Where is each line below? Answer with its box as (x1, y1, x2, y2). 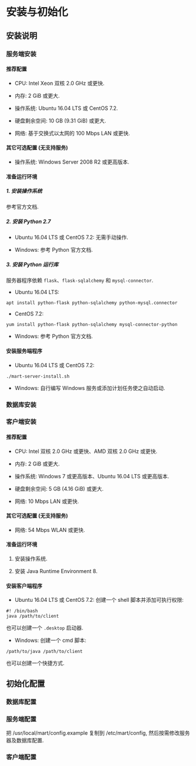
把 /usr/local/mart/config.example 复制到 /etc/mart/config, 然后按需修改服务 (6, 729, 190, 736)
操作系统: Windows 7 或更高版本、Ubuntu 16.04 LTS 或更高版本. (14, 472, 170, 479)
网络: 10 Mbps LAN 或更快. (14, 498, 79, 505)
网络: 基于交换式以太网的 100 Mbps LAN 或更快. (14, 129, 131, 136)
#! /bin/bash (6, 608, 38, 614)
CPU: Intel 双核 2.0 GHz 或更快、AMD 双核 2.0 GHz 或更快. (14, 448, 158, 455)
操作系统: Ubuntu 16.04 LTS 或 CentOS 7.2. (14, 104, 118, 112)
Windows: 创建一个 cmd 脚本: (14, 637, 87, 644)
